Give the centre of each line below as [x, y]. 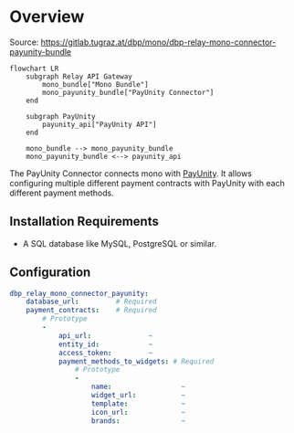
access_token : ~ [105, 353]
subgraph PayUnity [61, 116]
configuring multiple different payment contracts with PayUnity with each [147, 183]
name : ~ [138, 387]
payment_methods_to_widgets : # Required [136, 361]
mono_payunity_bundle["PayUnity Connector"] [128, 92]
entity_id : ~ [105, 344]
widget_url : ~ [138, 396]
